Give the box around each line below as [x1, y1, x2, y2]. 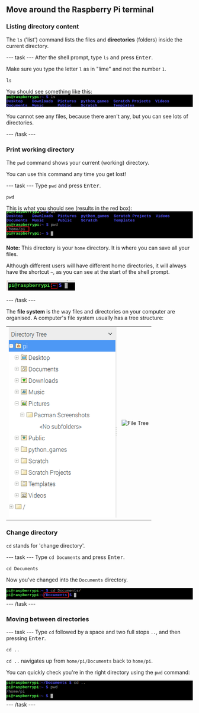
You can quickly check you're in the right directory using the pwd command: [6, 669, 191, 676]
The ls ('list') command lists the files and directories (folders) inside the [6, 36, 182, 43]
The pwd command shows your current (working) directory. [6, 159, 150, 166]
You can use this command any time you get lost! [6, 170, 126, 177]
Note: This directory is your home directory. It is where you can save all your [6, 244, 190, 251]
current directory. [6, 42, 49, 49]
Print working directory [6, 145, 75, 154]
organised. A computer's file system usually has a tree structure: [6, 314, 164, 321]
